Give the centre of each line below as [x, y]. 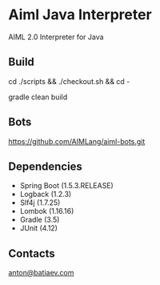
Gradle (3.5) [40, 220]
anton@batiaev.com [41, 273]
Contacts [32, 253]
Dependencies [45, 166]
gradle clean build [38, 97]
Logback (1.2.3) [46, 195]
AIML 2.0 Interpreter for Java [56, 37]
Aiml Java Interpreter [80, 15]
